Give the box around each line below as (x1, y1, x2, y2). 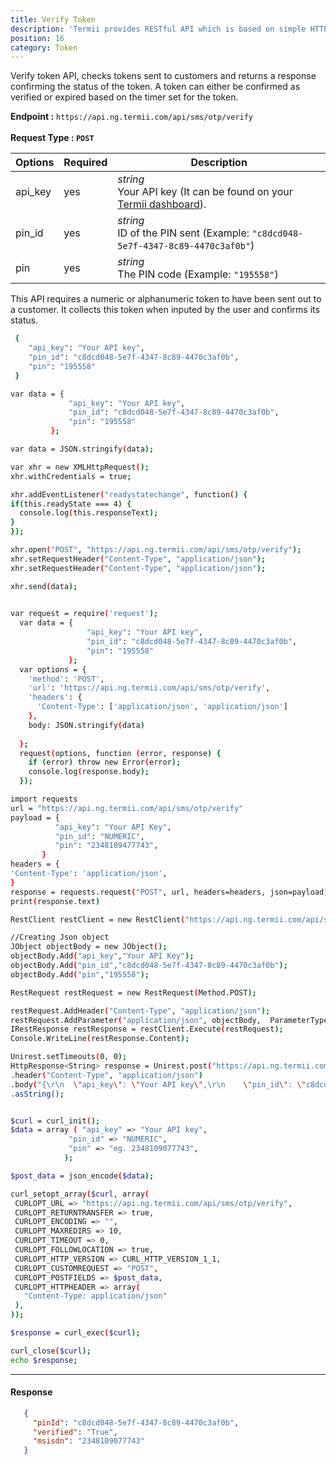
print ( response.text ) (10, 896, 101, 906)
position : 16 (10, 33, 65, 43)
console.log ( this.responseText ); (19, 508, 159, 518)
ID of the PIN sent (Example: (117, 226, 250, 240)
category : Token (10, 42, 78, 53)
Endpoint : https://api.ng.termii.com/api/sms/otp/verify (10, 111, 254, 123)
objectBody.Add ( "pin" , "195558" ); (10, 969, 150, 980)
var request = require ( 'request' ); (10, 609, 159, 619)
